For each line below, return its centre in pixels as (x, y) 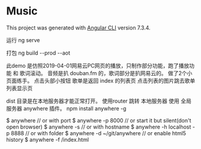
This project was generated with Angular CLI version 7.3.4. (79, 28)
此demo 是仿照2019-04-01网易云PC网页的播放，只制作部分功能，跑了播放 (98, 65)
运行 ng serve (23, 40)
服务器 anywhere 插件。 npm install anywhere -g (66, 108)
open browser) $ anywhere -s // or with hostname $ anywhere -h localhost (99, 127)
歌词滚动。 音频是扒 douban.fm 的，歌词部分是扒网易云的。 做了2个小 (106, 73)
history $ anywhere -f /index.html (47, 139)
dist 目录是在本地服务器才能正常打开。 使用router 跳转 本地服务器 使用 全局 (99, 101)
